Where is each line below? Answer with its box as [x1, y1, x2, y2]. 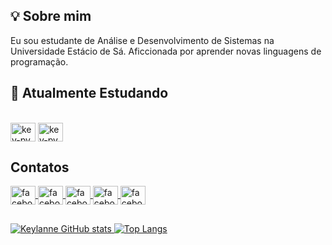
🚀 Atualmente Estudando [10, 85, 169, 102]
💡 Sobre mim [10, 8, 92, 25]
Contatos [10, 159, 70, 176]
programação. [10, 55, 69, 68]
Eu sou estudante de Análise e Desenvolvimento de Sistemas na [10, 34, 275, 46]
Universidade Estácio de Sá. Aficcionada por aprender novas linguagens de [10, 45, 322, 57]
